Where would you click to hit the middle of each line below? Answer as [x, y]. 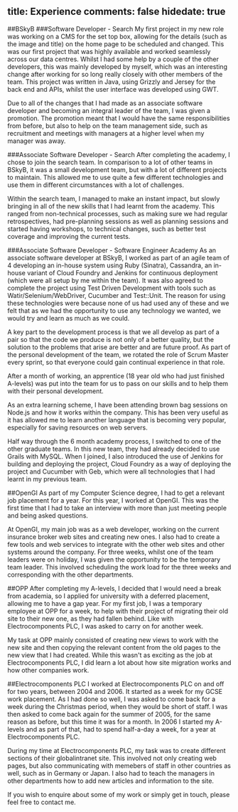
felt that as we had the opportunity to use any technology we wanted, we [114, 310]
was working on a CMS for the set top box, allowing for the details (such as [117, 36]
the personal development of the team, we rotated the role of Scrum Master [118, 354]
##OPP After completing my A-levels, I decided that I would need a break [114, 588]
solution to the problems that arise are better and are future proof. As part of [119, 347]
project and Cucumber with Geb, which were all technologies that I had [111, 471]
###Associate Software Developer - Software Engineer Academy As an [112, 250]
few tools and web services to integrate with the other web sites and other [116, 544]
